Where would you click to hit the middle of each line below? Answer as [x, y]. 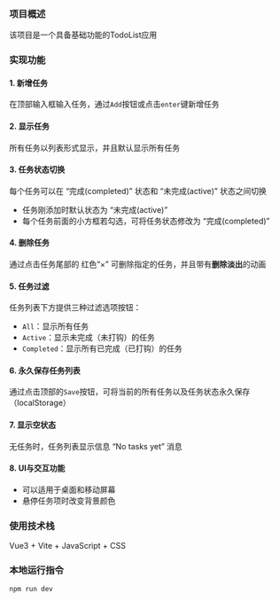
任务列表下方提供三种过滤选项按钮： [75, 308]
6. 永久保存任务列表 [45, 371]
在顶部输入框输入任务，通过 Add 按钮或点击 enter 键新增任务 [114, 105]
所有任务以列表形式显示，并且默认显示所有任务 [94, 147]
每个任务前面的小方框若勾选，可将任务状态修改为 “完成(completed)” [146, 221]
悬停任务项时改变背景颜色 [69, 500]
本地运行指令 [37, 571]
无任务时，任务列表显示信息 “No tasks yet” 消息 [96, 446]
